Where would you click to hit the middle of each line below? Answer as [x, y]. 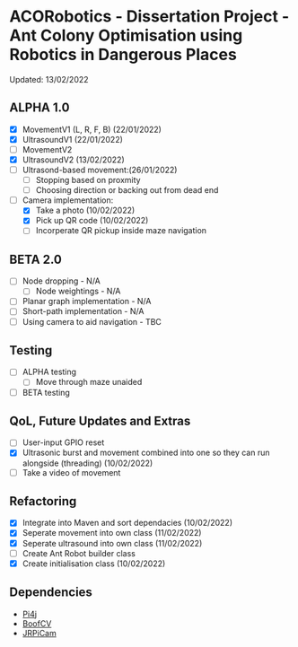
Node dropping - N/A [61, 281]
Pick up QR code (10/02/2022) [92, 221]
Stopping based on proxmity [88, 180]
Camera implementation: [68, 200]
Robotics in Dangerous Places [123, 55]
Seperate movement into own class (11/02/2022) [112, 533]
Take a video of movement [71, 472]
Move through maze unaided [89, 382]
